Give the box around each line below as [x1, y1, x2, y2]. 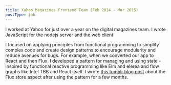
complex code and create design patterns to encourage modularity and [5, 47, 156, 53]
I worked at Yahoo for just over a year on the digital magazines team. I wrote [5, 26, 166, 32]
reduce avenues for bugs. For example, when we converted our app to [5, 52, 154, 59]
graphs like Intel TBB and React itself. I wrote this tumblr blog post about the [5, 68, 166, 74]
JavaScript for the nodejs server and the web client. [5, 32, 115, 38]
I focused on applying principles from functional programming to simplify [5, 41, 159, 47]
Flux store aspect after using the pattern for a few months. [5, 74, 129, 80]
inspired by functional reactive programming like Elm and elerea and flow [5, 63, 160, 69]
